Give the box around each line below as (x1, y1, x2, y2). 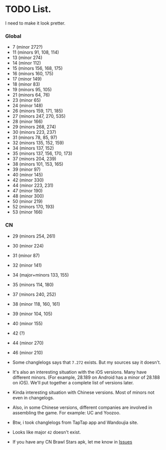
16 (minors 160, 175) (12, 71, 53, 77)
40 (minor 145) (12, 172, 43, 178)
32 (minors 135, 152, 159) (12, 140, 64, 146)
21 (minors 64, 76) (12, 92, 50, 98)
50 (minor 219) (12, 198, 43, 204)
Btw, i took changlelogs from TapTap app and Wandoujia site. (12, 419, 138, 425)
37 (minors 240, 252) (12, 291, 56, 297)
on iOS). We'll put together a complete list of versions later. (12, 379, 134, 385)
